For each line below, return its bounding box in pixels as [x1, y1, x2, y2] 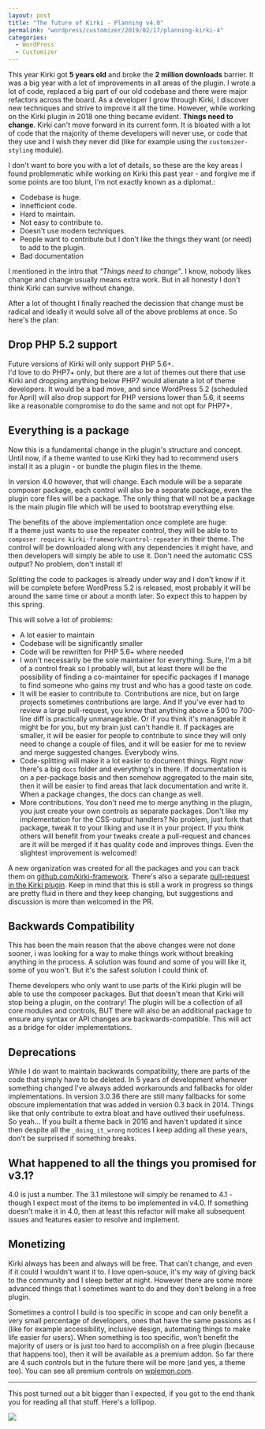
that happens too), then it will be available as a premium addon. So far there [8, 1349, 254, 1359]
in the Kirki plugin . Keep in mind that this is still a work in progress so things [8, 880, 254, 890]
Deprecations [8, 1046, 77, 1059]
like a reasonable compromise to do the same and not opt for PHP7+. [8, 401, 233, 410]
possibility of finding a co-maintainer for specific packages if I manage [19, 672, 250, 681]
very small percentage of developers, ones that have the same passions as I [8, 1315, 256, 1325]
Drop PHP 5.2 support [8, 338, 118, 352]
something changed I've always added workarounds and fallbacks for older [8, 1084, 254, 1093]
